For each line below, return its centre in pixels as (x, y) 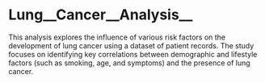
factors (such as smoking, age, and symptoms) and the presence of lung (129, 63)
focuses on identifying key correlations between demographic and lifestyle (133, 54)
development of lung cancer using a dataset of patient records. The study (131, 45)
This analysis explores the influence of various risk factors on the (117, 37)
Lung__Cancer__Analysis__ (101, 15)
